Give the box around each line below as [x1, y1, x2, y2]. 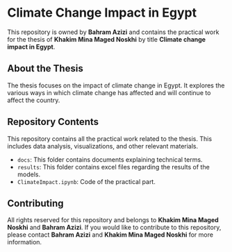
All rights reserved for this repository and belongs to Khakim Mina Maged [7, 216, 219, 224]
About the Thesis [7, 62, 83, 74]
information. [7, 238, 42, 246]
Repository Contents [7, 116, 99, 128]
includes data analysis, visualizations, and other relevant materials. [7, 142, 199, 150]
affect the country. [7, 96, 60, 104]
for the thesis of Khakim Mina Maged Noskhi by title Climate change [7, 35, 206, 43]
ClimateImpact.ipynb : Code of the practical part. [17, 177, 156, 185]
